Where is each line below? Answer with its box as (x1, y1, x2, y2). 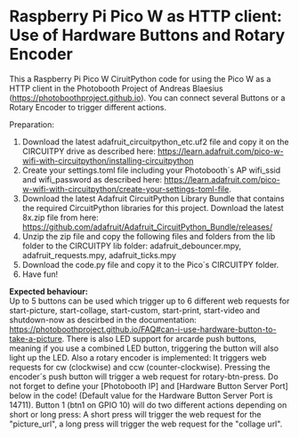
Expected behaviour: (9, 286, 89, 296)
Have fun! (21, 269, 59, 280)
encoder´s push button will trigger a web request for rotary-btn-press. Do (9, 371, 279, 382)
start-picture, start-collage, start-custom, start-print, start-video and (9, 304, 261, 315)
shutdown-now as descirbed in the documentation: (9, 314, 198, 325)
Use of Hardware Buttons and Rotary (9, 25, 286, 45)
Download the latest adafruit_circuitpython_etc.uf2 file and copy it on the (21, 136, 289, 147)
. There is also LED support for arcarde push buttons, (61, 333, 257, 344)
